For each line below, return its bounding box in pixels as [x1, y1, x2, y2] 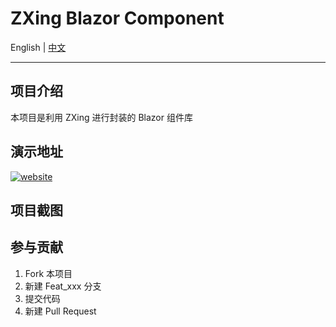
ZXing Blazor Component [10, 7, 225, 30]
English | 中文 [10, 41, 67, 53]
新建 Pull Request [24, 305, 97, 317]
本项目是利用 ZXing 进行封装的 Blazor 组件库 [10, 111, 193, 123]
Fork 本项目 [24, 267, 73, 279]
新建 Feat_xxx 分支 [24, 280, 102, 292]
